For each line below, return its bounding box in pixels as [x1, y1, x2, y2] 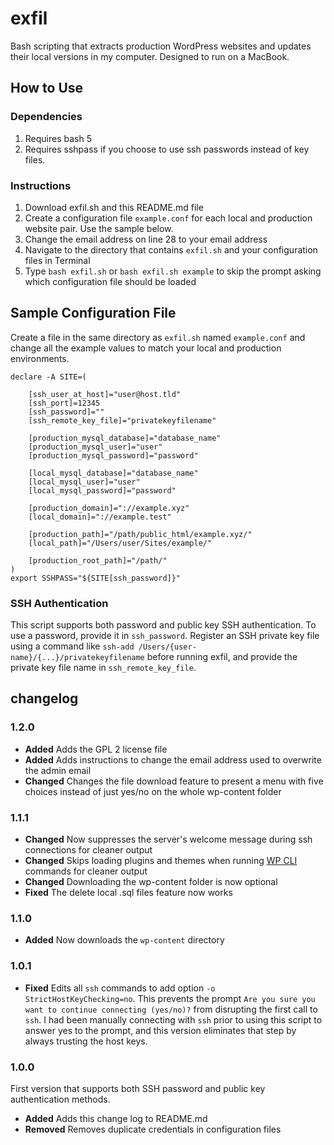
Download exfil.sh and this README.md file [24, 201, 204, 213]
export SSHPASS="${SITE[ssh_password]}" [10, 573, 182, 583]
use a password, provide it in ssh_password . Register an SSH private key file [10, 630, 320, 642]
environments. [10, 352, 70, 364]
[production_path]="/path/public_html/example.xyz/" [28, 529, 253, 539]
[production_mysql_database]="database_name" [28, 433, 222, 443]
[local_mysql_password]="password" [28, 485, 177, 496]
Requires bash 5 [24, 132, 93, 144]
